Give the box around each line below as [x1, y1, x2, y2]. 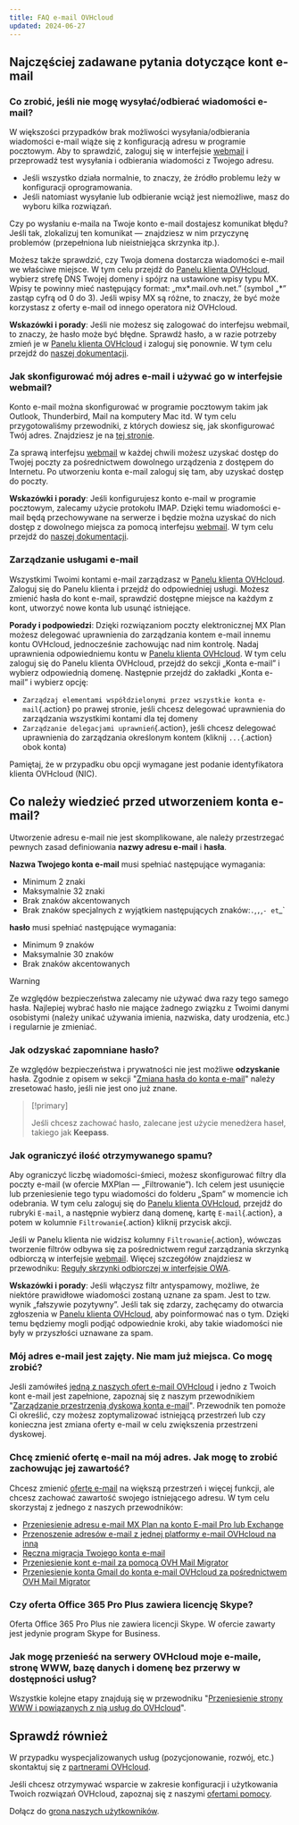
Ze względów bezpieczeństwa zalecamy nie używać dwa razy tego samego [9, 993, 289, 1004]
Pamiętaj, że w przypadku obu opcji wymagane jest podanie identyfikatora [9, 759, 284, 770]
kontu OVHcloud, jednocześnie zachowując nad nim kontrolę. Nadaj [9, 638, 259, 649]
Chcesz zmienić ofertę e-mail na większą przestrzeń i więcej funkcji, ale [9, 1483, 275, 1493]
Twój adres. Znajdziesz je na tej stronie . [9, 430, 155, 441]
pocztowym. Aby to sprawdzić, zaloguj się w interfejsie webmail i [9, 146, 249, 156]
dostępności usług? [9, 1673, 97, 1685]
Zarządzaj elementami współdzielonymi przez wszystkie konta [21, 695, 255, 704]
